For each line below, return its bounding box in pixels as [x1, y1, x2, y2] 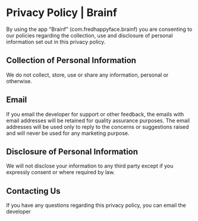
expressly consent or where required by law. [6, 169, 115, 176]
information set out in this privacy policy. [6, 38, 106, 45]
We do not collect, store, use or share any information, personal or [6, 71, 169, 78]
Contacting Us [6, 186, 61, 196]
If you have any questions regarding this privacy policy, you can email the [6, 202, 186, 209]
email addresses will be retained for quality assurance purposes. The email [6, 116, 190, 124]
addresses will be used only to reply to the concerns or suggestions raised [6, 123, 189, 130]
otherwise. [6, 77, 33, 84]
